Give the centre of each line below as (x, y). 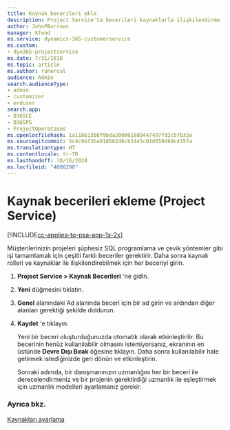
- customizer (26, 97)
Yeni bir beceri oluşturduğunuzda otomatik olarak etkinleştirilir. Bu (111, 336)
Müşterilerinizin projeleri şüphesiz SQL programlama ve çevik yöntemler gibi (115, 248)
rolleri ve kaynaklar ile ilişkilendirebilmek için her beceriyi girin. (96, 263)
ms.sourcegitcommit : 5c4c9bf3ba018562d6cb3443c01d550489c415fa (100, 142)
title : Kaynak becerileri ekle (52, 13)
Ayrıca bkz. (27, 405)
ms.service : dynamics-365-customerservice (69, 39)
